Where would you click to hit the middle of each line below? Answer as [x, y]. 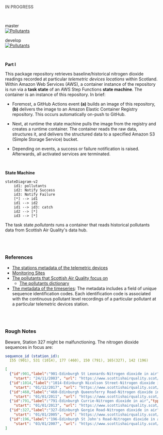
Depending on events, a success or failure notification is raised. [76, 149]
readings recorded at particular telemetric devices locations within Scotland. [81, 79]
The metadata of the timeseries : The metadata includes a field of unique [84, 288]
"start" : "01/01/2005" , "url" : [45, 415]
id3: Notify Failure [34, 194]
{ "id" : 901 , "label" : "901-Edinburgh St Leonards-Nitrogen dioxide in [79, 374]
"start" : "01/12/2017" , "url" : [45, 387]
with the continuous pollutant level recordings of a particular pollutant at [84, 299]
